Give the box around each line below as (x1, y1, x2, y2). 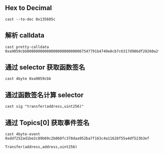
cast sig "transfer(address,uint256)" (5, 104, 84, 109)
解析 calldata (5, 31, 45, 39)
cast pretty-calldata (5, 44, 49, 49)
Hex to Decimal (5, 4, 52, 12)
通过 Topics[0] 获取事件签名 (5, 118, 90, 127)
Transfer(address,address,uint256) (5, 145, 78, 150)
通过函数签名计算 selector (5, 91, 84, 99)
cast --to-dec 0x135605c (5, 17, 56, 21)
